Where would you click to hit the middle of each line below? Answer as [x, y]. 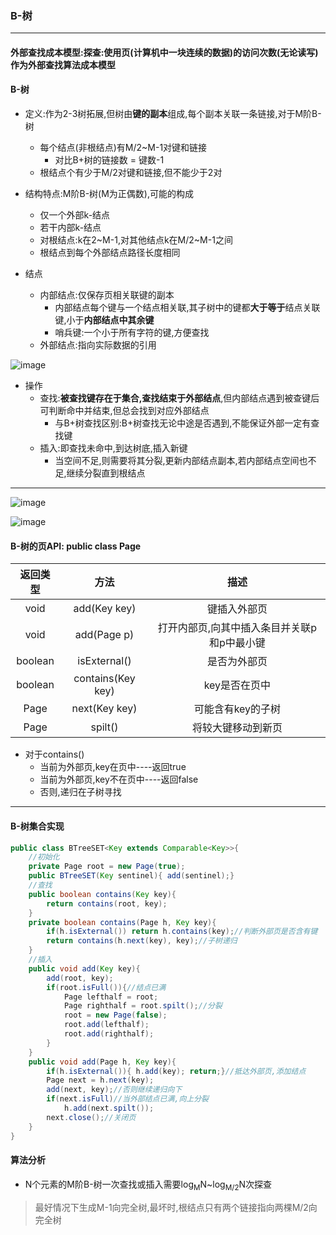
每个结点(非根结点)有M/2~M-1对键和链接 [123, 148]
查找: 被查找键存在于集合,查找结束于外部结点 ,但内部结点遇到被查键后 [179, 398]
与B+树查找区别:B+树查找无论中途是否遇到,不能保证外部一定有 [183, 423]
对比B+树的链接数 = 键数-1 [109, 160]
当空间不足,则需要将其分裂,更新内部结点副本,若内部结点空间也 [181, 461]
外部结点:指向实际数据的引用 [98, 345]
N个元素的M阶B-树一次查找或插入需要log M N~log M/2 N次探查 [148, 1185]
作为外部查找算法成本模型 [63, 64]
